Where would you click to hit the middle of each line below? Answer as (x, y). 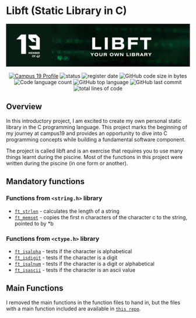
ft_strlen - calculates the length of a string (67, 211)
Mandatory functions (45, 182)
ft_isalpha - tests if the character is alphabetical (73, 251)
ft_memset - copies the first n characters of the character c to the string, (101, 217)
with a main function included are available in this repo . (73, 309)
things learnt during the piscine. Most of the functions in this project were (94, 157)
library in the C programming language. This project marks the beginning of (97, 127)
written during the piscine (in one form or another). (67, 163)
